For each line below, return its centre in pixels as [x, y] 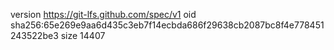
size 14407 [83, 35]
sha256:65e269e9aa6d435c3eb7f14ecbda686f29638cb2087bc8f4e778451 [167, 25]
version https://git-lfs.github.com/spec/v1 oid [103, 14]
